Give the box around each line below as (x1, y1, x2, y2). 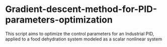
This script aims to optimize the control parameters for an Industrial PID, (5, 30, 154, 36)
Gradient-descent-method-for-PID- (5, 3, 157, 15)
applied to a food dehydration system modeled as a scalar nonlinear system (5, 36, 162, 42)
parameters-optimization (5, 14, 113, 25)
